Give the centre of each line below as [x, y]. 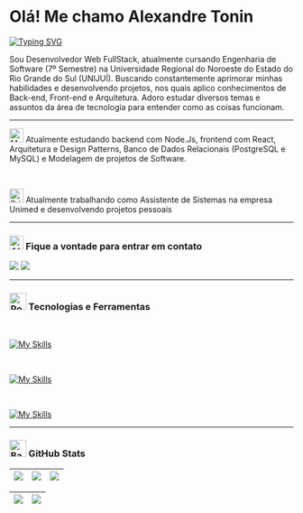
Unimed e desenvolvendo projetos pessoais [91, 209]
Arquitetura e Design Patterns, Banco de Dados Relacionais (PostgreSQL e [147, 149]
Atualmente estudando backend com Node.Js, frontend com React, [151, 139]
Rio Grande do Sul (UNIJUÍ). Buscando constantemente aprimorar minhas [146, 78]
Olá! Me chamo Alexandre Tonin [132, 17]
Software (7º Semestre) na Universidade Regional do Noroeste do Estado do [151, 69]
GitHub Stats [57, 453]
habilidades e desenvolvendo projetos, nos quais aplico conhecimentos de [148, 88]
